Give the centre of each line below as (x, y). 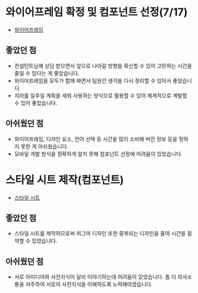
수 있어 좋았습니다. (36, 103)
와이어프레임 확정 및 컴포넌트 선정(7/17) (97, 12)
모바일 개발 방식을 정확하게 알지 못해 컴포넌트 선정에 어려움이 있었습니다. (98, 154)
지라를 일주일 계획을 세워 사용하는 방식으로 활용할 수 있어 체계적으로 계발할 (101, 95)
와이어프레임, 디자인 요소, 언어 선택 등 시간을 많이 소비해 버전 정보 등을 (96, 139)
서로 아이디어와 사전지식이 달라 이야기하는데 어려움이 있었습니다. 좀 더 (95, 277)
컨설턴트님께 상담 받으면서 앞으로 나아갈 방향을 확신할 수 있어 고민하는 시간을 (103, 65)
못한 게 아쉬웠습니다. (45, 146)
